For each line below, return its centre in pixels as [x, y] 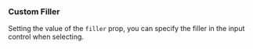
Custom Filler [34, 12]
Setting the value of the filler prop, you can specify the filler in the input [127, 29]
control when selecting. [46, 37]
